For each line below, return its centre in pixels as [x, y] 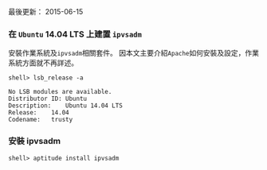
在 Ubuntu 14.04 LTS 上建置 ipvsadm [75, 34]
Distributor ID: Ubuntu [48, 99]
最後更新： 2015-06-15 [46, 12]
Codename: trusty [41, 120]
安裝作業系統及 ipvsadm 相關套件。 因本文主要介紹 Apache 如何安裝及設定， [127, 53]
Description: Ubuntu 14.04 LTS [66, 106]
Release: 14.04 [39, 113]
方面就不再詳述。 [50, 63]
